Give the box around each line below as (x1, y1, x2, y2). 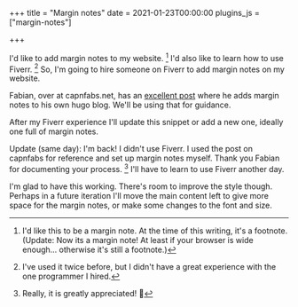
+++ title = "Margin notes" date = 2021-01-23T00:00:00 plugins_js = (9, 8, 260, 18)
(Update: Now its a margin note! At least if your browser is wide (21, 234, 255, 245)
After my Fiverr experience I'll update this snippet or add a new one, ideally (9, 117, 284, 128)
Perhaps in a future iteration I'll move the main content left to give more (9, 190, 269, 201)
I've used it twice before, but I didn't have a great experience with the (21, 261, 277, 272)
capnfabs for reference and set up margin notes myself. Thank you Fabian (9, 153, 280, 163)
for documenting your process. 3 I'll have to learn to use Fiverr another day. (9, 162, 285, 174)
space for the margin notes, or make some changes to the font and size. (9, 200, 273, 210)
